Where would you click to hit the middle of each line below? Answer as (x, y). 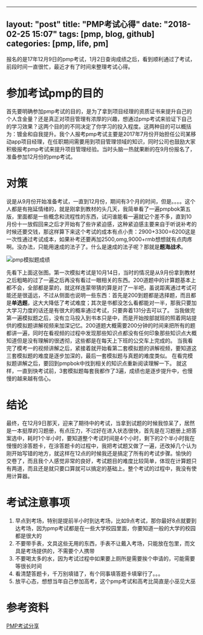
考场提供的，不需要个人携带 (60, 551)
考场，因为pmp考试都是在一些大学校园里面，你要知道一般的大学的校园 (108, 528)
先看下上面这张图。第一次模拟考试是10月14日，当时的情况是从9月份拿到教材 (101, 272)
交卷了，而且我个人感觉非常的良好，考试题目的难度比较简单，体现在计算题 (99, 461)
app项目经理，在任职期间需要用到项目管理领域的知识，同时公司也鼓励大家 (104, 141)
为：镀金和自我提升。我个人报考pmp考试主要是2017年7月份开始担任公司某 (99, 134)
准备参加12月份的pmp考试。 (41, 156)
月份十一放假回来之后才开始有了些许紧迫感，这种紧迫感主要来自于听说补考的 (101, 224)
